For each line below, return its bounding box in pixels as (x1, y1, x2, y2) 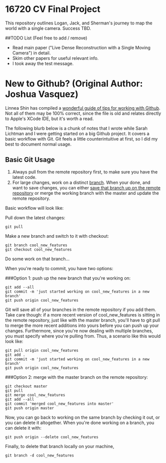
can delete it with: (5, 425, 42, 431)
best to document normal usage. (5, 141, 72, 147)
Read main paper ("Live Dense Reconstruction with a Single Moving (12, 44, 151, 50)
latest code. (12, 174, 37, 180)
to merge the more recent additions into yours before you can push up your (5, 322, 159, 328)
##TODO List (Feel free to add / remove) (5, 35, 88, 41)
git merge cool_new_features (5, 392, 65, 397)
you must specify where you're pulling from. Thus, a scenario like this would (5, 333, 161, 339)
